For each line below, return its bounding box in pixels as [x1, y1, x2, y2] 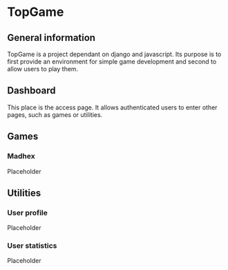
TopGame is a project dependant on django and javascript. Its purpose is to [7, 50, 222, 58]
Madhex [7, 152, 36, 161]
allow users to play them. [7, 65, 79, 73]
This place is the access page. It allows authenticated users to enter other [7, 103, 218, 111]
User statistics [7, 241, 57, 251]
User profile [7, 208, 48, 217]
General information [7, 32, 95, 44]
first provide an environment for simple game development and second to [7, 57, 217, 66]
